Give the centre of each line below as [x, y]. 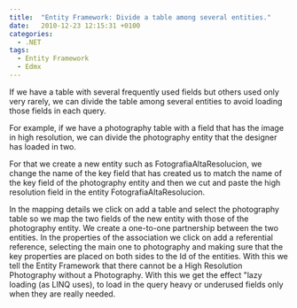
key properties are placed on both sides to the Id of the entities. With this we [148, 256]
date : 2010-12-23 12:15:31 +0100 [75, 26]
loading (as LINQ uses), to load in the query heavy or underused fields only [146, 284]
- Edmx [29, 67]
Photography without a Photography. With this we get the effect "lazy [136, 274]
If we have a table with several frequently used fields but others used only [144, 92]
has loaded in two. [43, 146]
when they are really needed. [63, 294]
